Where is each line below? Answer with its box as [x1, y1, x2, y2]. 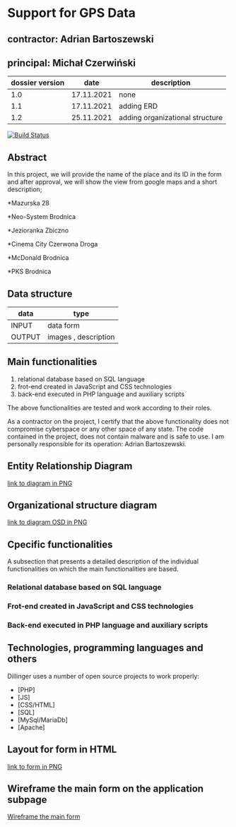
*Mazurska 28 [7, 199, 49, 208]
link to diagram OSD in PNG [7, 518, 88, 527]
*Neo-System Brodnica [7, 213, 76, 221]
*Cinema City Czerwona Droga [7, 240, 98, 249]
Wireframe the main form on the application [7, 783, 203, 795]
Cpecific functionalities [7, 538, 113, 550]
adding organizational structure [119, 113, 223, 123]
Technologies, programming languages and [7, 642, 203, 654]
